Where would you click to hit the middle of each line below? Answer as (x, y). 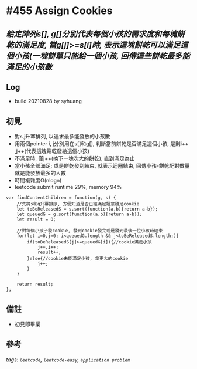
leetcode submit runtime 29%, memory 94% (68, 187)
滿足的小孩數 (29, 67)
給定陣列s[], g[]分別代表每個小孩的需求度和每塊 (91, 34)
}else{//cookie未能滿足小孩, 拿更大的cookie (78, 259)
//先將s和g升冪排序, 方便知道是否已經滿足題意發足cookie (78, 204)
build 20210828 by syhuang (48, 101)
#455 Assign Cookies (59, 11)
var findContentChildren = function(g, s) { (61, 198)
